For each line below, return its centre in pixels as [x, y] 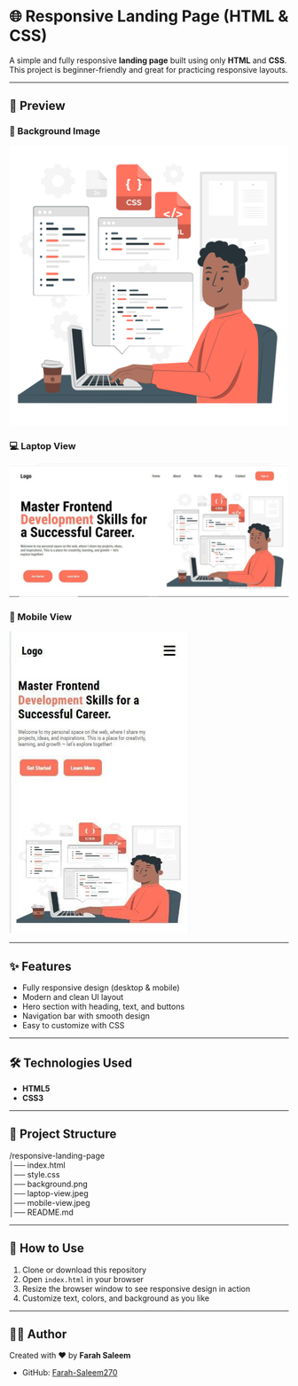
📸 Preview [37, 106]
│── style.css [35, 1174]
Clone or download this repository [84, 1270]
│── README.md [41, 1212]
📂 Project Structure [63, 1134]
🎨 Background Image [55, 131]
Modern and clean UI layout [73, 997]
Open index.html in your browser [83, 1279]
